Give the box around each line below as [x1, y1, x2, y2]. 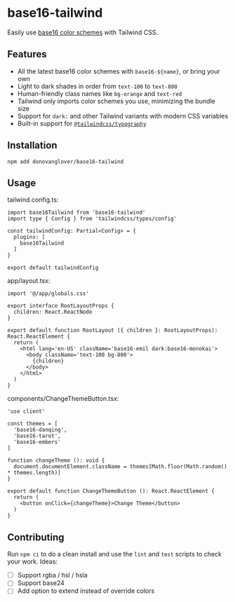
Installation [7, 139, 58, 151]
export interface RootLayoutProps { [7, 303, 114, 310]
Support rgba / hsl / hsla [17, 571, 88, 580]
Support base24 [17, 579, 65, 587]
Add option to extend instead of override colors [17, 587, 155, 595]
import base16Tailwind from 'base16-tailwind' [7, 209, 146, 217]
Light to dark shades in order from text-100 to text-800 [17, 82, 177, 90]
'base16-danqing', [13, 426, 68, 434]
